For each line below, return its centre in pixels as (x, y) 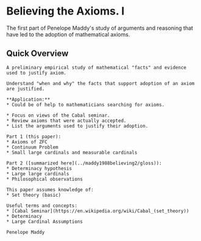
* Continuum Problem (33, 147)
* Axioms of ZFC (27, 142)
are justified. (26, 89)
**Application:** (28, 99)
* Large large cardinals (38, 174)
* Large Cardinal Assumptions (45, 222)
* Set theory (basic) (34, 195)
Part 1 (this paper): (34, 137)
